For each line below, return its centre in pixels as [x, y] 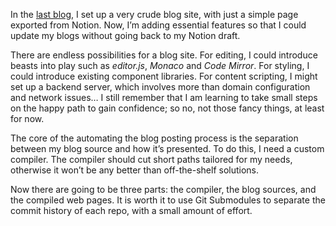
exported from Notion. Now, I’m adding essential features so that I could [158, 25]
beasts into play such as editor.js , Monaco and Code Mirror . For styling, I [160, 65]
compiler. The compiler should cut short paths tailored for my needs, [151, 159]
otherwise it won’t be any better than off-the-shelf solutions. [135, 170]
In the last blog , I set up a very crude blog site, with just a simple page [154, 14]
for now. [27, 118]
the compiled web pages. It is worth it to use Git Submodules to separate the [168, 200]
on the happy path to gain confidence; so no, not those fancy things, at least [167, 108]
